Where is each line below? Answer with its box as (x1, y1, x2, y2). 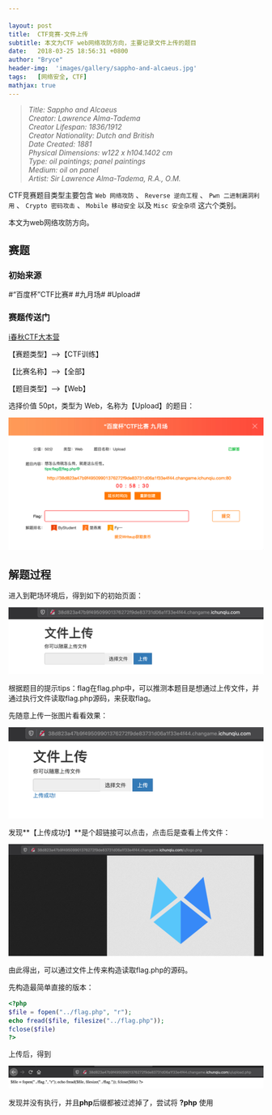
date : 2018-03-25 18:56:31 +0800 (8, 47, 129, 56)
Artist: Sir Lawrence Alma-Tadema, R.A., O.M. (28, 173, 181, 183)
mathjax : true (8, 81, 57, 89)
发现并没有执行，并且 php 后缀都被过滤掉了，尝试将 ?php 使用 (8, 1097, 214, 1107)
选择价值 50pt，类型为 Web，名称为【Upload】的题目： (8, 401, 195, 411)
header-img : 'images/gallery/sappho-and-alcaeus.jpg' (8, 65, 198, 73)
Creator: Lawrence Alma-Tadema (28, 113, 141, 123)
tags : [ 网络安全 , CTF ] (8, 73, 87, 81)
